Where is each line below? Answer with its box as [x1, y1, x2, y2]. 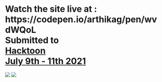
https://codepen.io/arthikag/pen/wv [5, 14, 157, 25]
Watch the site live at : [5, 3, 97, 15]
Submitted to [5, 35, 59, 46]
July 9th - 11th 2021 [5, 55, 86, 67]
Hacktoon [5, 45, 46, 56]
